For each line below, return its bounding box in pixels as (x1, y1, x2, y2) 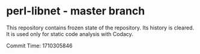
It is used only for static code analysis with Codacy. (6, 30, 133, 37)
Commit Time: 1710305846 (6, 42, 73, 49)
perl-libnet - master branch (6, 4, 145, 18)
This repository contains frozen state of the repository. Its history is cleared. (6, 24, 194, 31)
